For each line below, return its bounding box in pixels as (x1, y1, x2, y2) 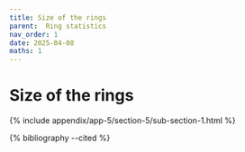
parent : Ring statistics (9, 22, 106, 31)
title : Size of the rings (9, 13, 106, 22)
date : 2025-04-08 (9, 38, 75, 48)
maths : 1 (9, 47, 42, 56)
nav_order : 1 (9, 30, 59, 39)
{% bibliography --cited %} (9, 132, 111, 144)
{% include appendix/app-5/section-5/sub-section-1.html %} (9, 115, 236, 126)
